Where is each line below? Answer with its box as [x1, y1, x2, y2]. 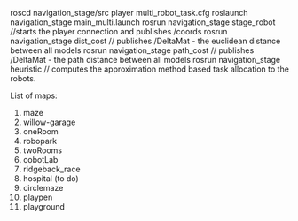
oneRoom [22, 126, 59, 136]
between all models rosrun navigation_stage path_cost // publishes [10, 45, 255, 56]
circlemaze [22, 183, 64, 193]
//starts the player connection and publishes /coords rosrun [10, 27, 228, 36]
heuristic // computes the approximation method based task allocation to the [10, 64, 289, 74]
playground [22, 202, 66, 211]
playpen [22, 192, 53, 202]
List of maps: [10, 90, 58, 101]
